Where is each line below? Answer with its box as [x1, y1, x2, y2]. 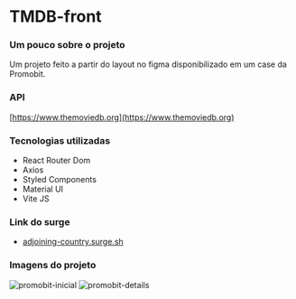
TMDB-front [9, 6, 102, 27]
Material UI [22, 183, 64, 195]
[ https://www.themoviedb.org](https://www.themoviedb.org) [9, 111, 235, 123]
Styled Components [22, 174, 97, 185]
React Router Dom [22, 155, 91, 166]
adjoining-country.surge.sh [22, 237, 124, 248]
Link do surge [9, 216, 70, 228]
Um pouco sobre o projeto [9, 39, 125, 51]
